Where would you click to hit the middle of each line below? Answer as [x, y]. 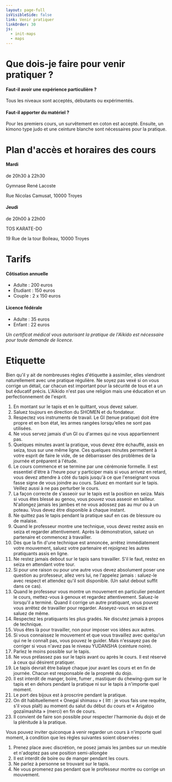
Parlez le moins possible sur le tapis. [52, 651]
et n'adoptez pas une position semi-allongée [60, 753]
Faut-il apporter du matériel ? [38, 112]
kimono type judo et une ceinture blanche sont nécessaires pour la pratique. [86, 129]
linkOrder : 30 [21, 24]
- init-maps [23, 34]
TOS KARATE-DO [24, 229]
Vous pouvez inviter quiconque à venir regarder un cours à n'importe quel [84, 732]
